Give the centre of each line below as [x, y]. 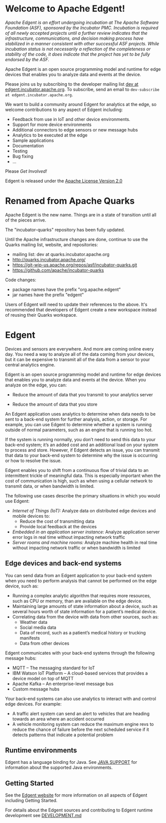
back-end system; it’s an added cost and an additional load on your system [82, 445]
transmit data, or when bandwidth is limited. [50, 486]
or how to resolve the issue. [33, 461]
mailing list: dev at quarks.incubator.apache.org [61, 254]
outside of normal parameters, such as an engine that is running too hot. [79, 430]
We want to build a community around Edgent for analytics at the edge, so [81, 104]
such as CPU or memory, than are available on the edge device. [77, 601]
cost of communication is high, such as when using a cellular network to [79, 480]
